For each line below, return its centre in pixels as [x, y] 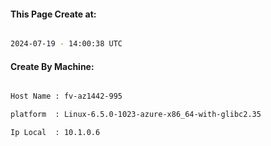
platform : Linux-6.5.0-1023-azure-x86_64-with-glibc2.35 [136, 115]
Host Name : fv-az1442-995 [66, 96]
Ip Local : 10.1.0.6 [55, 133]
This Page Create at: [53, 14]
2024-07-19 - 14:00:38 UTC [66, 44]
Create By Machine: [52, 66]
